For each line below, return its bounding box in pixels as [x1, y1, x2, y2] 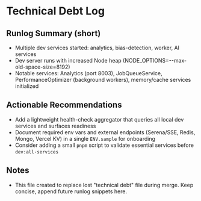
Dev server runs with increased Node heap [14, 57, 122, 64]
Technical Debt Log [6, 4, 105, 18]
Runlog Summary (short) [6, 28, 101, 39]
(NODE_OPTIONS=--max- [122, 57, 187, 64]
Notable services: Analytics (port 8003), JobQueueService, [14, 70, 162, 76]
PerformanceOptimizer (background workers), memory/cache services [14, 76, 191, 83]
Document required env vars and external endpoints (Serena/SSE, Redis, [14, 128, 196, 136]
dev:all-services [14, 149, 59, 155]
